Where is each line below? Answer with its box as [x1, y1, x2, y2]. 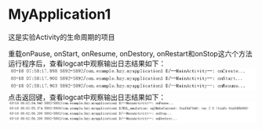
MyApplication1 [8, 5, 111, 23]
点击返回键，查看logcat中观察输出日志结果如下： [8, 92, 166, 102]
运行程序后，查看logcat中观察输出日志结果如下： [8, 59, 166, 68]
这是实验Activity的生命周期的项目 [8, 32, 115, 41]
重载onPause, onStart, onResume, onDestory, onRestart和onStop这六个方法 [8, 48, 253, 58]
